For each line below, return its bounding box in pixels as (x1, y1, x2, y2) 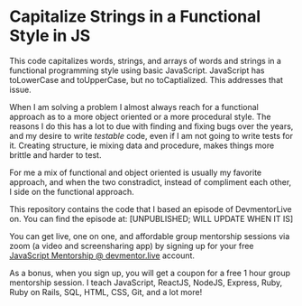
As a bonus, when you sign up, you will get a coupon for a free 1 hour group (9, 267, 291, 278)
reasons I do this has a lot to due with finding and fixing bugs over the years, (9, 120, 294, 132)
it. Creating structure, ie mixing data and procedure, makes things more (9, 140, 275, 151)
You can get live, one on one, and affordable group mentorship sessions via (9, 230, 290, 241)
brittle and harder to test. (9, 149, 102, 160)
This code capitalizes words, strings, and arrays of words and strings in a (9, 55, 282, 66)
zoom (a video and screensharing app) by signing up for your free (9, 240, 254, 251)
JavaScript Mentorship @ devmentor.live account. (9, 250, 196, 261)
